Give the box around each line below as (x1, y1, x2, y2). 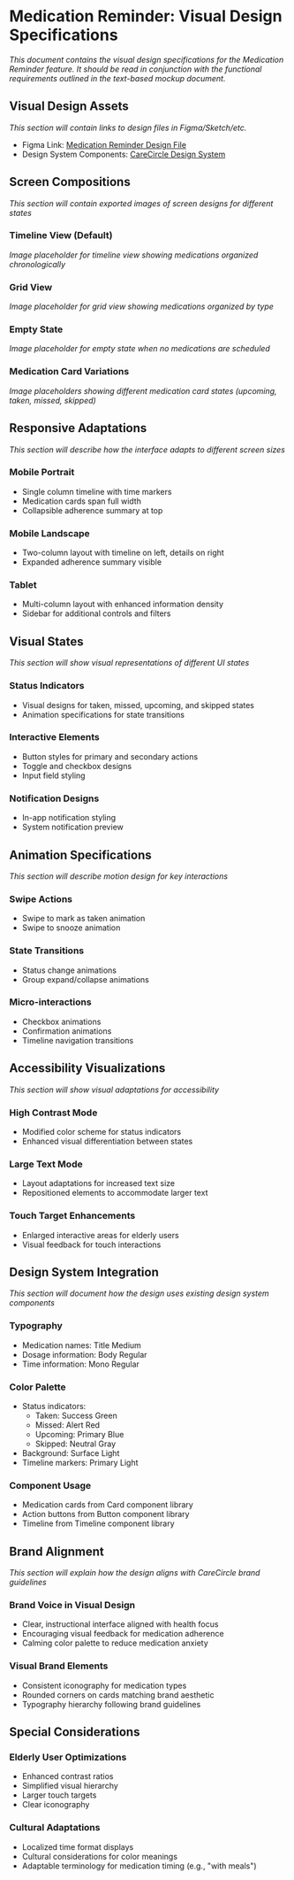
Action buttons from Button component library (21, 1509, 190, 1520)
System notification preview (21, 821, 124, 833)
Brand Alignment (9, 1544, 104, 1559)
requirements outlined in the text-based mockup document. (9, 73, 226, 83)
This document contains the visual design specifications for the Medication (9, 54, 284, 65)
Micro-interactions (9, 996, 92, 1008)
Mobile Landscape (9, 527, 90, 539)
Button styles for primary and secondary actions (21, 751, 199, 762)
